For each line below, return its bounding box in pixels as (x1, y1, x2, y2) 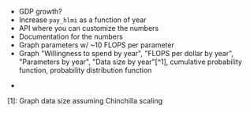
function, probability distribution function (18, 66, 152, 74)
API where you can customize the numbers (18, 24, 159, 32)
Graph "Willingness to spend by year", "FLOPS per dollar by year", (18, 49, 234, 58)
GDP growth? (18, 7, 62, 16)
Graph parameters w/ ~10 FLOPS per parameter (18, 40, 174, 50)
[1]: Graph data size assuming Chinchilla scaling (7, 96, 163, 105)
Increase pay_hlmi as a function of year (18, 15, 147, 24)
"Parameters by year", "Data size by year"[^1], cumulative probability (18, 57, 242, 66)
